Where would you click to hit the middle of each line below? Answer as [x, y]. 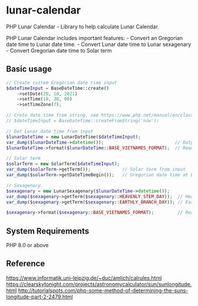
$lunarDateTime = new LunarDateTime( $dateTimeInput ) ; [74, 137]
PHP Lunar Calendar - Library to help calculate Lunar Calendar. [82, 27]
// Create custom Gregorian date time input [62, 83]
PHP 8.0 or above [27, 245]
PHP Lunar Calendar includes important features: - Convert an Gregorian [94, 38]
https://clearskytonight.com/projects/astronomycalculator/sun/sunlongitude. [99, 284]
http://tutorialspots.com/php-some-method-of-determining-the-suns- [103, 290]
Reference [26, 264]
